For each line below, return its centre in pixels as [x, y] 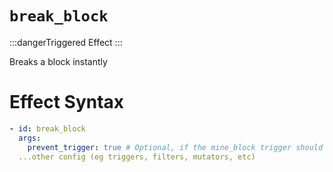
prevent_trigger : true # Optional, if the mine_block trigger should [175, 147]
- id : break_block [47, 128]
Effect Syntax [67, 102]
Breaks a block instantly [58, 61]
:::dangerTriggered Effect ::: [66, 42]
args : [30, 138]
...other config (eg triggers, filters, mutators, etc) [137, 157]
